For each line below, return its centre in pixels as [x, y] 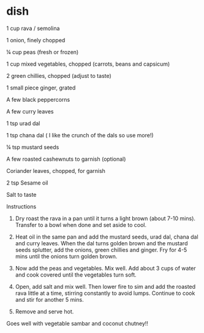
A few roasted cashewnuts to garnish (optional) [66, 159]
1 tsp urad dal [23, 123]
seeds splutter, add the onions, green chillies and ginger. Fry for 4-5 [101, 250]
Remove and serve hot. [44, 312]
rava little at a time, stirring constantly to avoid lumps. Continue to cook [105, 293]
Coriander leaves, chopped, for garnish [56, 170]
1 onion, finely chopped [36, 40]
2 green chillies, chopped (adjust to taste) [59, 75]
